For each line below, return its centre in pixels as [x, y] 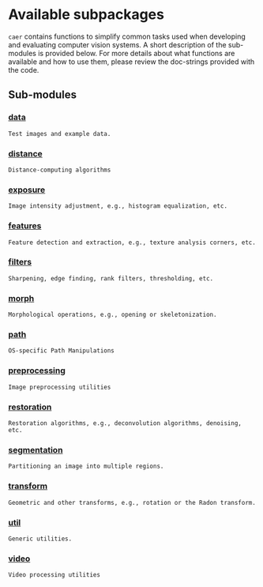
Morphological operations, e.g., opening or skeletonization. [113, 315]
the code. [24, 70]
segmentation [36, 450]
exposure [27, 190]
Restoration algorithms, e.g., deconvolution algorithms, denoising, [125, 423]
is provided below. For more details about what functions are [137, 53]
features [25, 226]
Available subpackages [86, 15]
